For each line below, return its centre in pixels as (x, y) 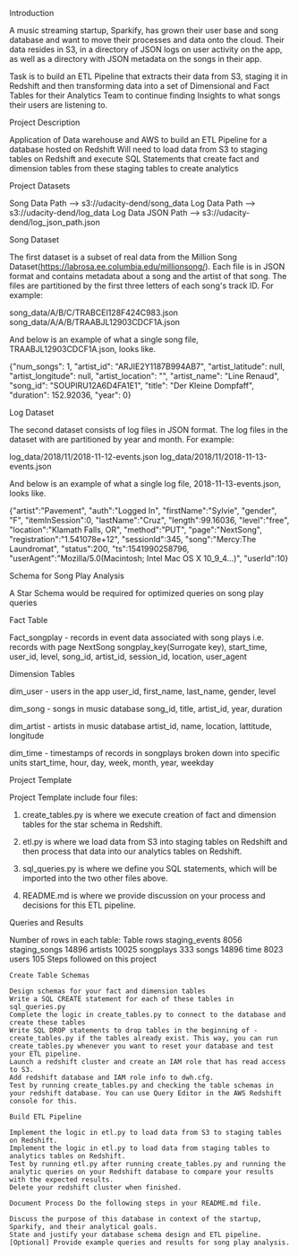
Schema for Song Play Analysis (67, 575)
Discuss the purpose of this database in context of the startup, (136, 1219)
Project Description (45, 122)
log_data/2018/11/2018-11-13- (213, 457)
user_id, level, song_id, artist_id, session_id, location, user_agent (128, 656)
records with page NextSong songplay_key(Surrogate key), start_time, (138, 647)
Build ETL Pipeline (46, 1117)
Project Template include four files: (74, 797)
